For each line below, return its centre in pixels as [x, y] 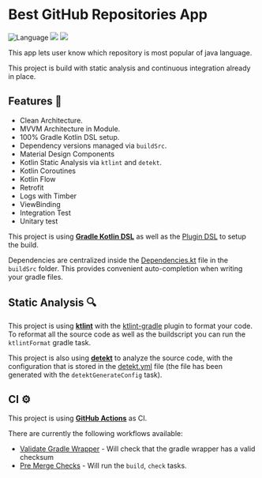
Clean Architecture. [51, 120]
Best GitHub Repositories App [108, 15]
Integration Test [45, 213]
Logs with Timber [48, 196]
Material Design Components [67, 154]
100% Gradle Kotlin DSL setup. [69, 137]
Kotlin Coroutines [48, 171]
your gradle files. [36, 277]
